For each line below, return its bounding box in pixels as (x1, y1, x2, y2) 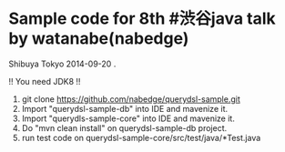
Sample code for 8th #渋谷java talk (8, 8, 277, 29)
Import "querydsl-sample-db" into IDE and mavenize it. (21, 103, 229, 114)
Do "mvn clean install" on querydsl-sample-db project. (21, 122, 228, 133)
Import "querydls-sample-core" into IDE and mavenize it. (21, 113, 236, 124)
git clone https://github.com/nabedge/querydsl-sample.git (21, 93, 240, 105)
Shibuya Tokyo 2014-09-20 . (8, 58, 117, 69)
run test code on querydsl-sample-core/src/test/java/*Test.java (21, 132, 261, 143)
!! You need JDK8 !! (8, 76, 81, 86)
